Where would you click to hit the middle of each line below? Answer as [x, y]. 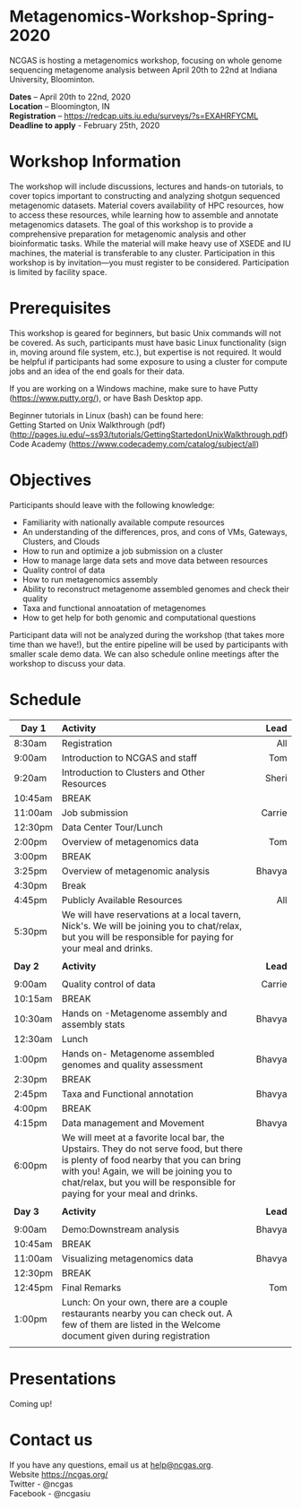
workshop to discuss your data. [67, 663]
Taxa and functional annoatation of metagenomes [114, 608]
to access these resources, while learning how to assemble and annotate [144, 215]
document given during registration [136, 1335]
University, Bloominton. [52, 79]
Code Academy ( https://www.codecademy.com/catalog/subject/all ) [134, 444]
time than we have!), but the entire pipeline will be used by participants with [149, 644]
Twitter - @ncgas [41, 1484]
